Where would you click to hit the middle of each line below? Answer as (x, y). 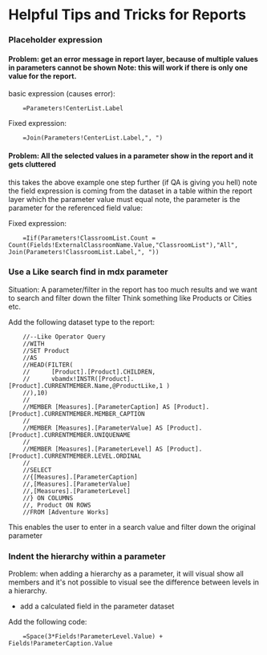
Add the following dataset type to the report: (81, 321)
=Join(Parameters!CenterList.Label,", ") (93, 138)
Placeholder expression (55, 40)
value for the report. (42, 76)
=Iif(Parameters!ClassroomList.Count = (89, 238)
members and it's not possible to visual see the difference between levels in (133, 582)
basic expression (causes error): (62, 94)
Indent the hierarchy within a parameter (87, 556)
